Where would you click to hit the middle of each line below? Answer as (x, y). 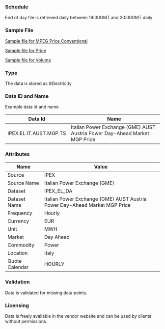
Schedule (17, 7)
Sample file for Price (26, 51)
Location (18, 253)
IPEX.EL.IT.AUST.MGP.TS (37, 134)
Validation (18, 282)
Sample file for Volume (28, 60)
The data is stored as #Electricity (39, 83)
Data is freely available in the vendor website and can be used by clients (78, 316)
